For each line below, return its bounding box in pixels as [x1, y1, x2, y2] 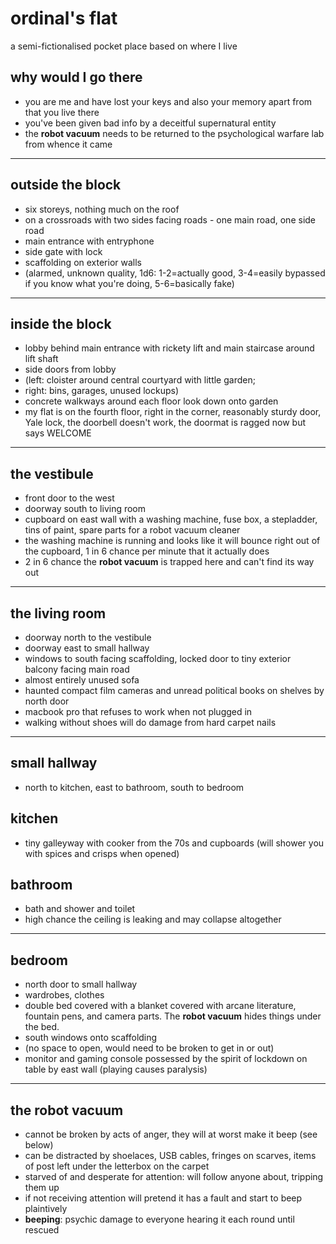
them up [24, 1182, 60, 1194]
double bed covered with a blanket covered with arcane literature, [24, 1000, 297, 1012]
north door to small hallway [24, 978, 138, 991]
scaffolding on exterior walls [24, 256, 142, 268]
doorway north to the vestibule [24, 632, 152, 643]
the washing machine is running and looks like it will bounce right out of [24, 535, 321, 547]
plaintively [24, 1203, 68, 1215]
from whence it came [24, 138, 113, 150]
